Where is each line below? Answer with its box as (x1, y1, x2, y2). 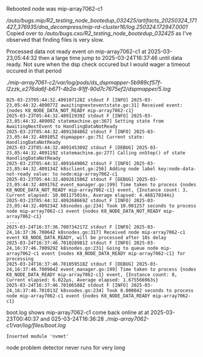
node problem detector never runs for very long (6, 344, 125, 351)
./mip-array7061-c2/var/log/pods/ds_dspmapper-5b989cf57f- (6, 79, 162, 86)
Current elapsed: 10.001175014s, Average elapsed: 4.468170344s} (6, 192, 175, 198)
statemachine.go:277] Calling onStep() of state (60, 150, 186, 156)
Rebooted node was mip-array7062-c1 (6, 5, 103, 12)
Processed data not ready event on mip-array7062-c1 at (6, 48, 147, 55)
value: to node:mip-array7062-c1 (33, 171, 118, 177)
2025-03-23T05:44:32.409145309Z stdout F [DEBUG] (6, 145, 135, 151)
